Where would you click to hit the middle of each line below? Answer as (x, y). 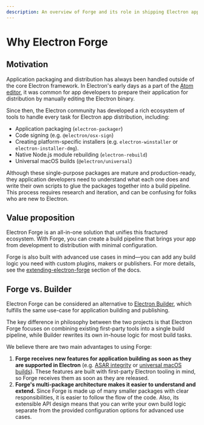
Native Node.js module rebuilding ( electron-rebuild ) (81, 154)
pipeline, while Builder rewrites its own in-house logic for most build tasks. (99, 335)
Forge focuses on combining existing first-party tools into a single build (96, 329)
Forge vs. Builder (39, 289)
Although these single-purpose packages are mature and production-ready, (101, 173)
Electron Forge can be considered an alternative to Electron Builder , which (99, 304)
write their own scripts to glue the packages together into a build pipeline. (99, 186)
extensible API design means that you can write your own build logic (100, 404)
